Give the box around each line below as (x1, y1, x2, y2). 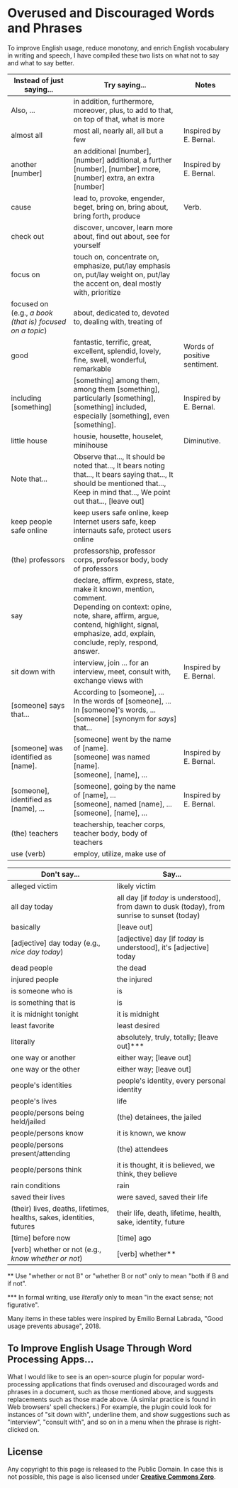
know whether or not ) (11, 1253, 83, 1263)
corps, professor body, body (73, 554, 169, 564)
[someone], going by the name (73, 781, 176, 791)
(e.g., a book (11, 308, 53, 318)
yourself (73, 240, 101, 250)
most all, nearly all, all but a (73, 126, 164, 136)
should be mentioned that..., (73, 478, 166, 488)
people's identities (11, 1080, 72, 1090)
